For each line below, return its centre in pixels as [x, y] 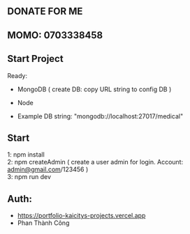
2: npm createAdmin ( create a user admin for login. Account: [95, 162]
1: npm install [26, 155]
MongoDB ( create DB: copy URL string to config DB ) [94, 89]
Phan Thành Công [43, 223]
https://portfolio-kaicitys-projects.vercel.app [81, 216]
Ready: [17, 75]
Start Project [36, 59]
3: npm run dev [29, 177]
